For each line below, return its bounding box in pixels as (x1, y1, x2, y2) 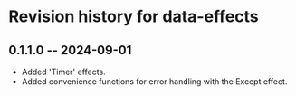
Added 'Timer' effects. (21, 66, 106, 77)
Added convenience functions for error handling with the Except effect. (21, 76, 288, 87)
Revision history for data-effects (8, 6, 259, 27)
